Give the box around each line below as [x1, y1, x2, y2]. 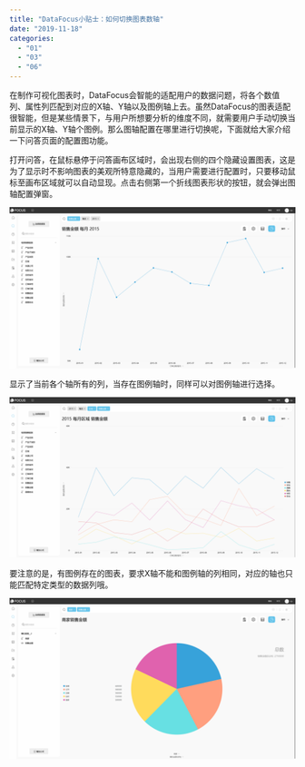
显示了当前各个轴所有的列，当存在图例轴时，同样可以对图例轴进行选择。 [9, 378, 280, 389]
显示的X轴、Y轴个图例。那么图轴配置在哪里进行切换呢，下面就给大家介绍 [16, 123, 291, 134]
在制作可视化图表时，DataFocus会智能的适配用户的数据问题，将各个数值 [9, 90, 280, 100]
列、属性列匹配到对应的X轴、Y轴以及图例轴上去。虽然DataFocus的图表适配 [9, 101, 291, 112]
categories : [9, 34, 54, 43]
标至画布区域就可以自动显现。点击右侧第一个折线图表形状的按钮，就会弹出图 [9, 177, 296, 188]
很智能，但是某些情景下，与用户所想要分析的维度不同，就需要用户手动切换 [9, 113, 288, 123]
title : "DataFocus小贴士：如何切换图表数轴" [9, 15, 164, 24]
